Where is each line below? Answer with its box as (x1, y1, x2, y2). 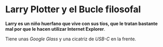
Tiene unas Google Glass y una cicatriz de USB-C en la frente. (5, 36, 137, 42)
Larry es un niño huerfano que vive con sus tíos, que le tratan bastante (5, 20, 158, 27)
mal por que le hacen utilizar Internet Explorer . (5, 26, 105, 32)
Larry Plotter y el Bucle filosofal (5, 4, 141, 15)
